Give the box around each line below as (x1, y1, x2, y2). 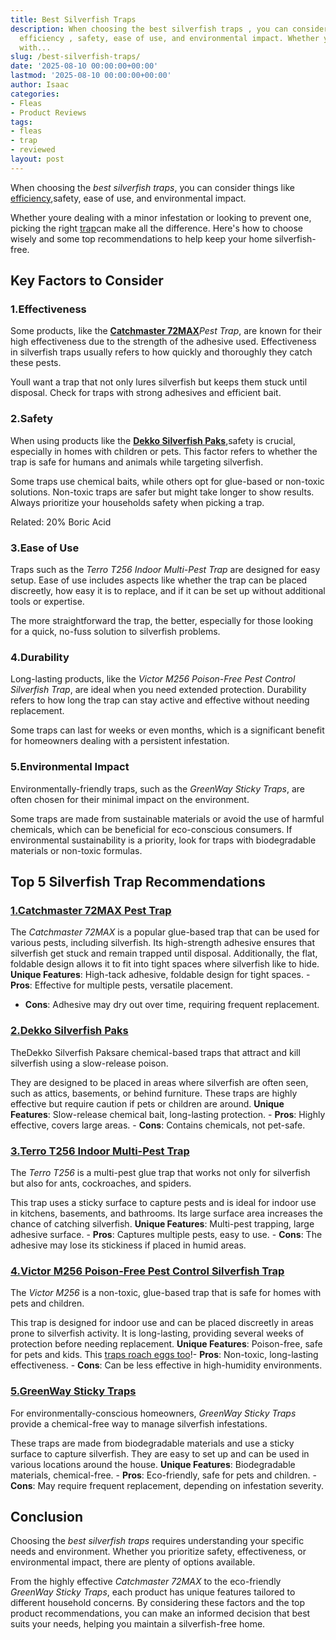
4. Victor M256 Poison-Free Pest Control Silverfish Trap (10, 1264, 285, 1278)
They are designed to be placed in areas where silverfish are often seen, (10, 1076, 309, 1088)
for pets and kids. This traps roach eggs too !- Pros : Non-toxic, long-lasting (10, 1349, 319, 1361)
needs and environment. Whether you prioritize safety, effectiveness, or (10, 1546, 307, 1558)
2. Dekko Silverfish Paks (10, 1024, 129, 1038)
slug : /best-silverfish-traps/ (10, 52, 141, 62)
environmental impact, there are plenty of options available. (10, 1556, 256, 1568)
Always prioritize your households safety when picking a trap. (10, 496, 265, 508)
